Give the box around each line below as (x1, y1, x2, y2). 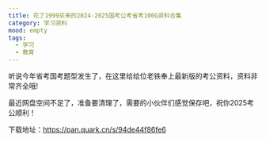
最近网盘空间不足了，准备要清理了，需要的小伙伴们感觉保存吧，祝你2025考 (8, 98, 255, 107)
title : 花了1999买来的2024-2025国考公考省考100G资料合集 (8, 11, 182, 20)
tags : (8, 33, 26, 42)
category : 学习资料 (8, 19, 68, 27)
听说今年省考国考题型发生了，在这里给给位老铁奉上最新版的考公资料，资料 (8, 71, 251, 80)
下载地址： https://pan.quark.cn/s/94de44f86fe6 (8, 125, 166, 134)
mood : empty (8, 26, 47, 34)
